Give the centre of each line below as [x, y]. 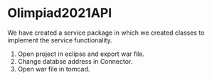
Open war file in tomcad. [54, 69]
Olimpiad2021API [60, 13]
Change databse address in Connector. [75, 61]
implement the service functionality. [60, 40]
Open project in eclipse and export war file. [81, 54]
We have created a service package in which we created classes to [106, 33]
